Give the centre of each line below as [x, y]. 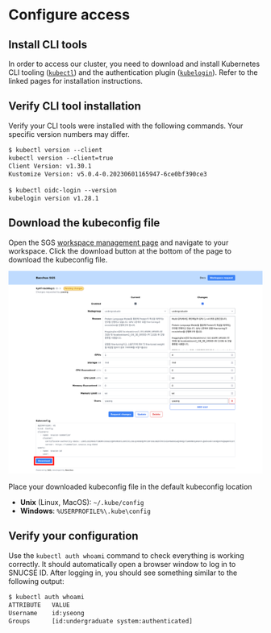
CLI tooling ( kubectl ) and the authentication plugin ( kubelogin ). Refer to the [133, 72]
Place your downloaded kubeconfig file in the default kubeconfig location [130, 486]
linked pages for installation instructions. [76, 81]
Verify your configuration [73, 536]
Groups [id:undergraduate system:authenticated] [101, 621]
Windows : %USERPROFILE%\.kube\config [85, 511]
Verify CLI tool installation [75, 106]
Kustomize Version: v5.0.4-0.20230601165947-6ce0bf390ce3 [108, 174]
